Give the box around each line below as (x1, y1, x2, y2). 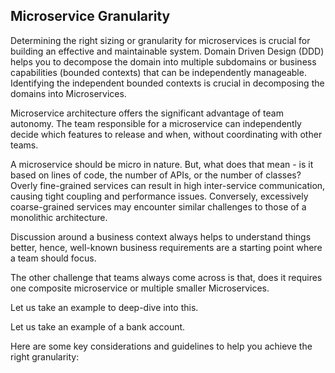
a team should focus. (10, 252, 97, 264)
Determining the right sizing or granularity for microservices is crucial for (10, 34, 311, 46)
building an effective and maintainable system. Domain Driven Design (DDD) (10, 45, 325, 57)
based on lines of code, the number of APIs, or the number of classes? (10, 169, 302, 181)
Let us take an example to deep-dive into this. (10, 301, 199, 313)
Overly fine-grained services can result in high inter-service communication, (10, 179, 326, 191)
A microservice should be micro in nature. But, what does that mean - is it (10, 158, 314, 170)
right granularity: (10, 350, 80, 363)
